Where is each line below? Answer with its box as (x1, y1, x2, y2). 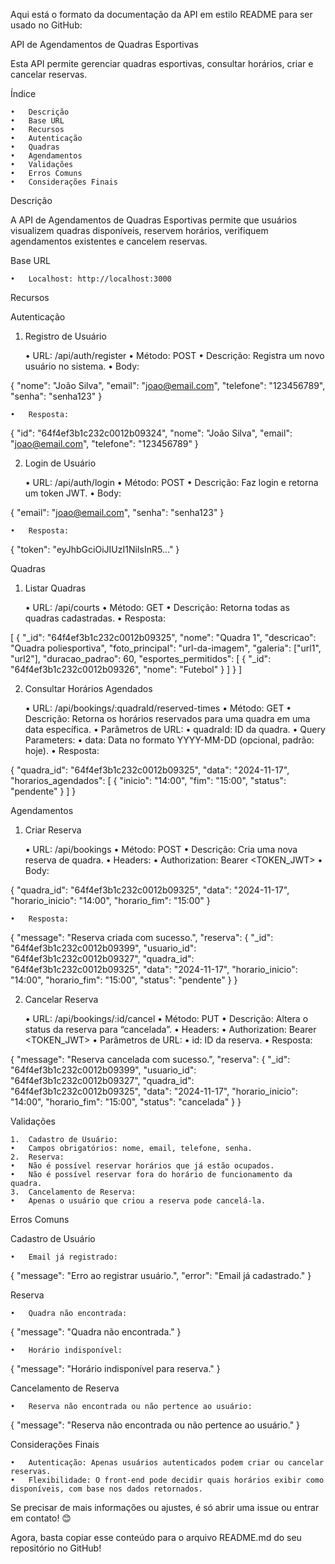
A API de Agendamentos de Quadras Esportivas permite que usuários (10, 214, 298, 226)
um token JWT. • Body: (24, 487, 122, 499)
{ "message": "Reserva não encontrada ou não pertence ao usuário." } (10, 1419, 301, 1431)
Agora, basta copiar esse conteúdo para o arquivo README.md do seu (10, 1532, 302, 1543)
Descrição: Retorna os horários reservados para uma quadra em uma (24, 713, 311, 724)
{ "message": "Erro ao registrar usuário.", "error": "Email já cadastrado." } (10, 1270, 312, 1281)
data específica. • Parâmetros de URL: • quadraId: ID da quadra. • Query (24, 724, 326, 735)
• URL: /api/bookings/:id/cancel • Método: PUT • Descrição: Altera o (24, 1013, 309, 1024)
